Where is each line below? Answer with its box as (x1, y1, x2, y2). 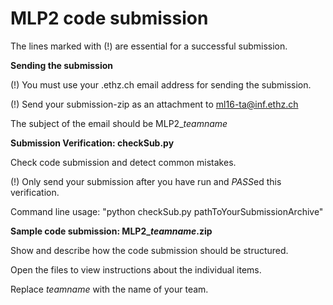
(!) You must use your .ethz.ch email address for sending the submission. (10, 78, 312, 91)
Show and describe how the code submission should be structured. (10, 244, 289, 256)
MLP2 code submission (10, 7, 209, 30)
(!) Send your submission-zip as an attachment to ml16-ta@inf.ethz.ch (10, 98, 299, 110)
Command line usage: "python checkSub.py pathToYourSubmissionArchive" (10, 205, 324, 217)
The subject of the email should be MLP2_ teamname (10, 117, 228, 129)
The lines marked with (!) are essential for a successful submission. (10, 40, 288, 52)
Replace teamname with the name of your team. (10, 283, 209, 295)
